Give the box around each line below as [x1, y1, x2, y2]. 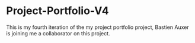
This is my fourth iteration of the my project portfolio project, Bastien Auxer [6, 24, 189, 31]
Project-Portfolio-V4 [6, 4, 109, 18]
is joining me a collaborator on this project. [6, 29, 111, 37]
